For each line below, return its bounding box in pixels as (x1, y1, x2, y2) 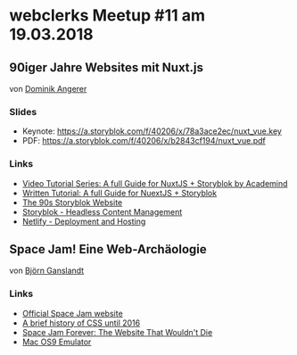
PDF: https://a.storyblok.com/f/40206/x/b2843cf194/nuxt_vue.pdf (21, 136, 266, 146)
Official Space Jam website (21, 308, 123, 318)
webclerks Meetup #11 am (9, 5, 206, 26)
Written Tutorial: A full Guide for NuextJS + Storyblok (21, 187, 217, 198)
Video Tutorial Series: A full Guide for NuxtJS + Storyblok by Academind (21, 177, 288, 188)
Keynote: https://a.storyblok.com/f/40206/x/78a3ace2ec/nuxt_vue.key (21, 126, 283, 136)
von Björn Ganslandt (9, 265, 85, 277)
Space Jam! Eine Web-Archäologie (9, 242, 207, 257)
